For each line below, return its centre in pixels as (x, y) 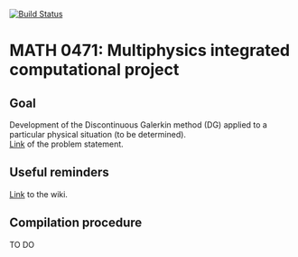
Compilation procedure (76, 223)
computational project (94, 70)
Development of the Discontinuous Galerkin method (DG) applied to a (139, 125)
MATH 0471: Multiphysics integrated (150, 51)
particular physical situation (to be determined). (98, 134)
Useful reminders (60, 172)
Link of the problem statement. (66, 144)
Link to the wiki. (38, 194)
